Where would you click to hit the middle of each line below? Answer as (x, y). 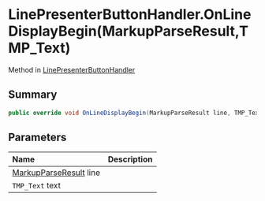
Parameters (37, 138)
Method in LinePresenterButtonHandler (72, 69)
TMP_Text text (37, 185)
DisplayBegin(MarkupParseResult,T (128, 31)
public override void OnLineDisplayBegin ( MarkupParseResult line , (119, 113)
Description (130, 159)
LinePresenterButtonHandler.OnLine (130, 15)
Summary (33, 95)
